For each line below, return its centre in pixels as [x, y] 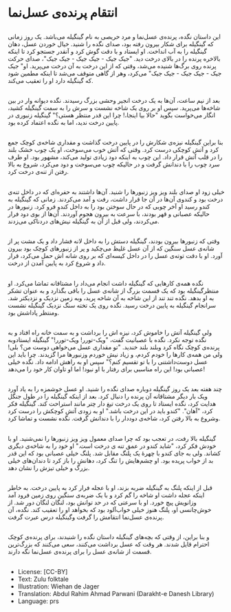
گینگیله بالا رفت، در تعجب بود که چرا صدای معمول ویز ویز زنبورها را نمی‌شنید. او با [112, 438]
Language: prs [38, 601]
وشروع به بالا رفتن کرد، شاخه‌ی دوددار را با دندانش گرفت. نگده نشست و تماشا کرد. [114, 418]
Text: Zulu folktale [43, 579]
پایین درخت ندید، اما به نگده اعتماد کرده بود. [64, 122]
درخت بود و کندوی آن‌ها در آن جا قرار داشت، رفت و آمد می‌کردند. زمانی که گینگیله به [115, 199]
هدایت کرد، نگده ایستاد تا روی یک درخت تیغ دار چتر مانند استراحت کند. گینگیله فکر [112, 404]
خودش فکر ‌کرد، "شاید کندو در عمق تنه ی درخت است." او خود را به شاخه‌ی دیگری [112, 446]
